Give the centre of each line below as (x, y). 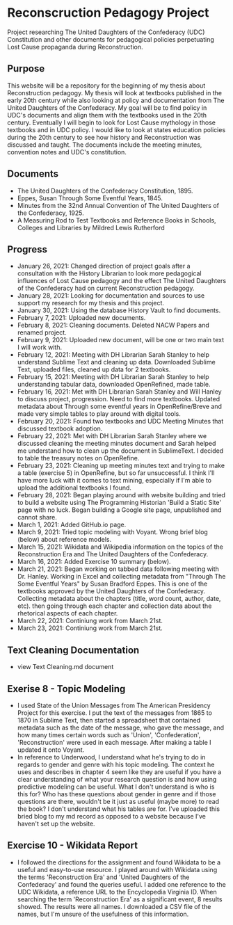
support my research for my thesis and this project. (91, 303)
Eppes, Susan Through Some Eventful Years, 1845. (90, 198)
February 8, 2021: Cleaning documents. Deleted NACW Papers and (113, 325)
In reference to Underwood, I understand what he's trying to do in (111, 757)
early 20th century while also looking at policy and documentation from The (116, 100)
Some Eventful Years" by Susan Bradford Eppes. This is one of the (112, 584)
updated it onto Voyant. (51, 750)
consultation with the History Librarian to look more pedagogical (109, 273)
